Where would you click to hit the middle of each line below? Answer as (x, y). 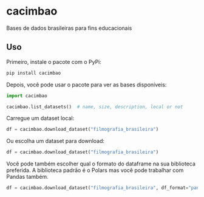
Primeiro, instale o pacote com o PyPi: (54, 61)
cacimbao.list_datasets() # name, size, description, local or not (95, 107)
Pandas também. (27, 177)
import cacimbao (27, 95)
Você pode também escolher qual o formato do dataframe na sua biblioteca (101, 164)
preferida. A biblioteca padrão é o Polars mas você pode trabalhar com (95, 170)
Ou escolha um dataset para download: (56, 141)
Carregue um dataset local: (40, 118)
